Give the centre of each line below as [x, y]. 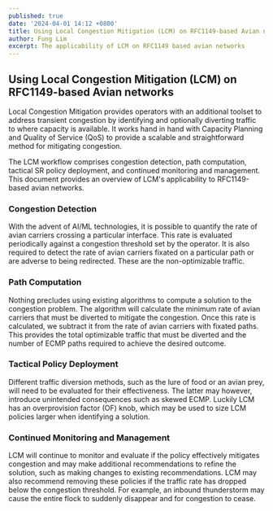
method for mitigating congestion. [65, 146]
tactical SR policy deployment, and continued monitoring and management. [134, 170]
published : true [36, 16]
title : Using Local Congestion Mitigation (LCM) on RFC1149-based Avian [134, 31]
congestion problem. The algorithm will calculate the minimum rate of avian [134, 308]
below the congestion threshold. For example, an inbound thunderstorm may [136, 490]
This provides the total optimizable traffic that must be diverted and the [128, 334]
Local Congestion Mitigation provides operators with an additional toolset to [135, 111]
